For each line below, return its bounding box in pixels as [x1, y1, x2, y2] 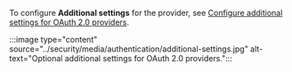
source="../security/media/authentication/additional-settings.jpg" [9, 44, 249, 54]
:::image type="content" [9, 35, 98, 44]
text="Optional [9, 53, 63, 63]
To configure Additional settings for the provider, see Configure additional [9, 8, 283, 18]
